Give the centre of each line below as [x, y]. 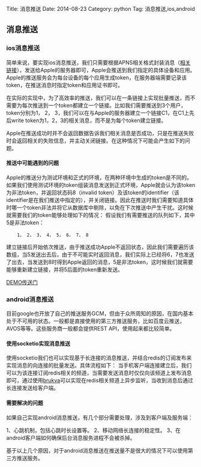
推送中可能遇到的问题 [32, 163]
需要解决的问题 [25, 403]
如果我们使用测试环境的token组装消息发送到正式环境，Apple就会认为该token [101, 185]
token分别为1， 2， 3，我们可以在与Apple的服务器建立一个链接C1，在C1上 [98, 112]
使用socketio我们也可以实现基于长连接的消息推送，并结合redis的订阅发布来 [99, 358]
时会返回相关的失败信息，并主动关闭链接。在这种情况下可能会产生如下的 [95, 141]
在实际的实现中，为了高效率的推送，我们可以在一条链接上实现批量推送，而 [98, 97]
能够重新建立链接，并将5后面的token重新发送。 [64, 269]
